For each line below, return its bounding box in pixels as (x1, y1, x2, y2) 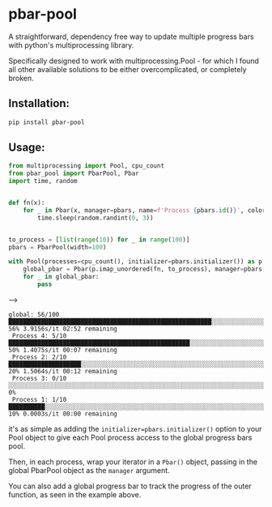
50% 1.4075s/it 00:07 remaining (8, 346, 117, 354)
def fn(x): (8, 199, 45, 207)
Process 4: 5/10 (11, 331, 67, 340)
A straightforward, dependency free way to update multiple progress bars (8, 32, 254, 41)
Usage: (8, 141, 46, 155)
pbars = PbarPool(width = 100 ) (8, 243, 107, 251)
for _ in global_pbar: (23, 273, 100, 281)
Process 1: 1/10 (11, 395, 67, 403)
